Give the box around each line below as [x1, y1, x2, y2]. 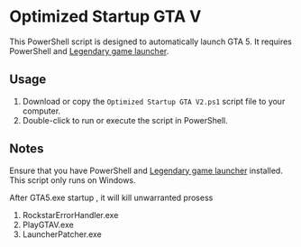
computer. [22, 105, 61, 116]
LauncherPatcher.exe [22, 228, 102, 240]
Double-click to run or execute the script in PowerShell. [22, 114, 228, 125]
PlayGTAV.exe [22, 219, 74, 230]
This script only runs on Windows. [9, 174, 137, 186]
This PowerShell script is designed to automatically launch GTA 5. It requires [9, 36, 293, 47]
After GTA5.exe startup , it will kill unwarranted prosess [9, 192, 214, 203]
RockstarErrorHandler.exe [22, 209, 119, 220]
